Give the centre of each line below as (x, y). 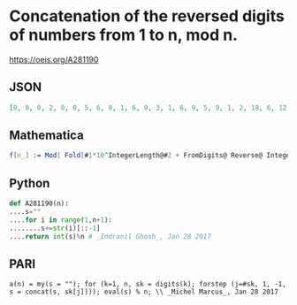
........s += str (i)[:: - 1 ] (55, 228)
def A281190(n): (39, 204)
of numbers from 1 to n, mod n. (124, 35)
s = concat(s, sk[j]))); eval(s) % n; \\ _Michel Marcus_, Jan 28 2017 (144, 292)
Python (30, 183)
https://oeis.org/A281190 (54, 59)
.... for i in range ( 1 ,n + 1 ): (61, 220)
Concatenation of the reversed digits (147, 16)
